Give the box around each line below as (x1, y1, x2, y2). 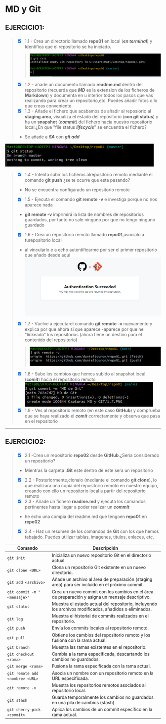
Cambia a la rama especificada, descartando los (51, 651, 150, 657)
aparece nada (24, 202, 53, 208)
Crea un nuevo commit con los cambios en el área (51, 588, 154, 595)
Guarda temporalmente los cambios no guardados (51, 694, 154, 700)
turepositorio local (24, 237, 62, 243)
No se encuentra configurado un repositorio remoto (24, 187, 130, 193)
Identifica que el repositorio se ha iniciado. (24, 44, 112, 50)
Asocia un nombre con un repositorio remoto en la (51, 670, 154, 676)
